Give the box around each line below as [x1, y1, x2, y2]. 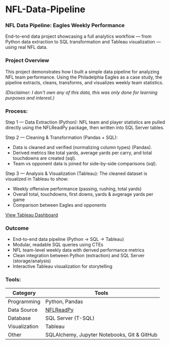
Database [8, 314, 31, 322]
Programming [8, 298, 41, 305]
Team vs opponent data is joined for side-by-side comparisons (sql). [12, 161, 157, 167]
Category [12, 289, 36, 297]
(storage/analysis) [12, 258, 51, 264]
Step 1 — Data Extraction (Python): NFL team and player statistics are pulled [5, 119, 165, 126]
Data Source [8, 306, 38, 313]
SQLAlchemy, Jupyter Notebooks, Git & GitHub [45, 331, 158, 338]
